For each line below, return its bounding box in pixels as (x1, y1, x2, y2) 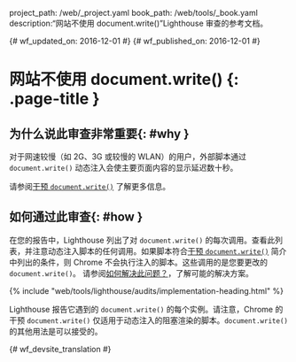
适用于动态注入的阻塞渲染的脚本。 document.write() (100, 314, 288, 326)
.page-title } (9, 89, 100, 109)
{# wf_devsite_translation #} (9, 343, 112, 354)
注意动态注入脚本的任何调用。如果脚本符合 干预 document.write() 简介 (32, 245, 287, 256)
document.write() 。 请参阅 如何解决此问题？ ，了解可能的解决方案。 (9, 267, 254, 278)
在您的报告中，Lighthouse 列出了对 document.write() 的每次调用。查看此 (9, 235, 276, 245)
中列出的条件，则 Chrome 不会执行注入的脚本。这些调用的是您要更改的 (9, 257, 269, 267)
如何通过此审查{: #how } (9, 210, 144, 225)
